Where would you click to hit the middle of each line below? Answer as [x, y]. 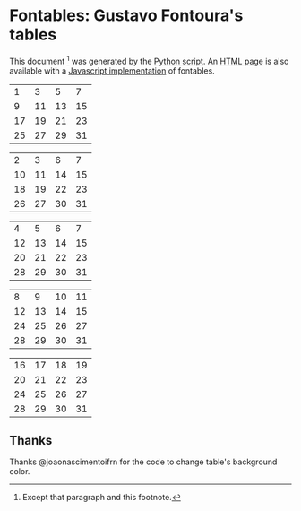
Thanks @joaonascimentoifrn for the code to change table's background [143, 462]
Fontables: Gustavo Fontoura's [126, 16]
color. [20, 472]
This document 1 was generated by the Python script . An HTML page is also [149, 60]
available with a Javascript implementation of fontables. [112, 70]
